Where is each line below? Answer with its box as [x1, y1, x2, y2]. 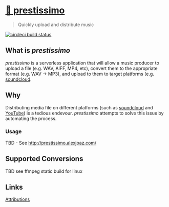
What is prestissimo [5, 46, 71, 55]
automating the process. [5, 115, 57, 122]
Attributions [5, 196, 30, 202]
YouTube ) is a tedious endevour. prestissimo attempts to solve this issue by [5, 110, 164, 116]
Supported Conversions [5, 154, 83, 163]
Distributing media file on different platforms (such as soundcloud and [5, 104, 153, 110]
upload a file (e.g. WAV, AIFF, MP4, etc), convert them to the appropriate [5, 65, 158, 71]
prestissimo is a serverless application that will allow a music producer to [5, 60, 160, 66]
